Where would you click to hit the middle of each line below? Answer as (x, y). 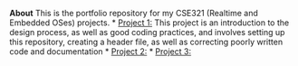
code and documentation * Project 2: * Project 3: (101, 52)
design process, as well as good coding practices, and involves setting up (147, 32)
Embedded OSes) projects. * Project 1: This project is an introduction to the (149, 23)
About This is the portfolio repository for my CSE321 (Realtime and (134, 13)
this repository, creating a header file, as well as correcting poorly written (146, 42)
